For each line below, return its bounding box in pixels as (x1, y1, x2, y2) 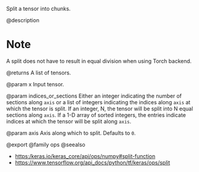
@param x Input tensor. (6, 80, 64, 87)
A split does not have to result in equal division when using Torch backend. (6, 57, 192, 65)
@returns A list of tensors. (6, 69, 71, 76)
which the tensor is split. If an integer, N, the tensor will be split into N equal (6, 105, 194, 112)
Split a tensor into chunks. (6, 5, 71, 12)
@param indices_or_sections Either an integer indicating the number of (6, 92, 182, 99)
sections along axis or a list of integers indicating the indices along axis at (6, 98, 191, 105)
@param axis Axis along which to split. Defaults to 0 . (6, 129, 136, 137)
